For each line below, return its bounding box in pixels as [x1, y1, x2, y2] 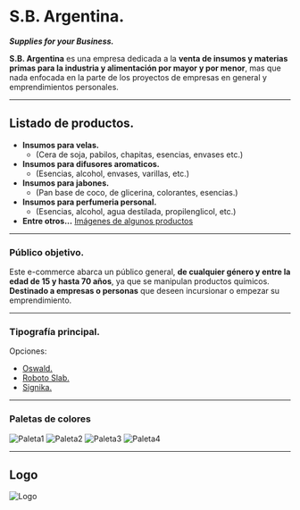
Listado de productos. [9, 116, 135, 131]
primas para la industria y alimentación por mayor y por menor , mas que [9, 63, 281, 73]
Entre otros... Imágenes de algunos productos [21, 215, 194, 226]
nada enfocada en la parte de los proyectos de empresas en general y [9, 71, 268, 82]
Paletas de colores [9, 413, 91, 425]
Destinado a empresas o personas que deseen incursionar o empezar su [9, 286, 279, 297]
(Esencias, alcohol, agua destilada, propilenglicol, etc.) [35, 205, 237, 216]
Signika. [21, 382, 52, 393]
